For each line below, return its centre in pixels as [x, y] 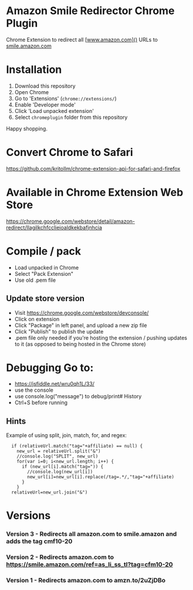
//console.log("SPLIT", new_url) [57, 456]
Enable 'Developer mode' [45, 105]
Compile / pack [43, 251]
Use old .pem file [35, 280]
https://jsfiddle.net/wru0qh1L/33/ [55, 384]
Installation [34, 70]
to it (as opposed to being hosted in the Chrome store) [80, 344]
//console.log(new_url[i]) [60, 472]
